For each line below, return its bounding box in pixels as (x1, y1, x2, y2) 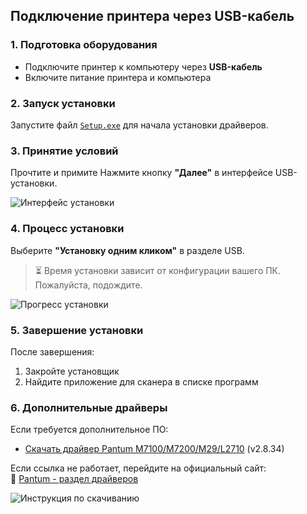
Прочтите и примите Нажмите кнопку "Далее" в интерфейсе (10, 167, 273, 179)
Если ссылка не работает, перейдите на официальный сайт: (10, 462, 267, 474)
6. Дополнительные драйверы (10, 400, 168, 414)
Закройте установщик (24, 365, 120, 377)
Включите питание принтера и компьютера (24, 71, 212, 83)
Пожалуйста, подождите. (34, 279, 143, 291)
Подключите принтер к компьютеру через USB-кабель (24, 60, 263, 73)
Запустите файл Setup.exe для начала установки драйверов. (10, 119, 269, 131)
